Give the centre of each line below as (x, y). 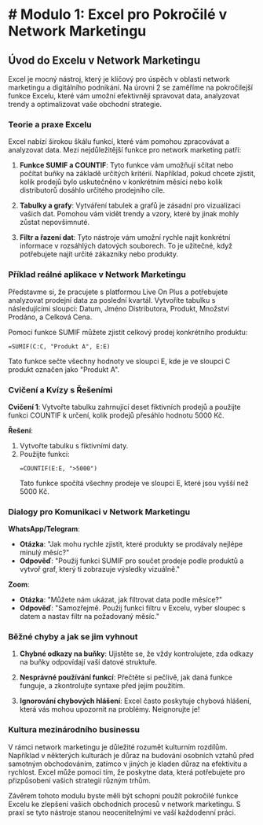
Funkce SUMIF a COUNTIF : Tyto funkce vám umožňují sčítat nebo (126, 165)
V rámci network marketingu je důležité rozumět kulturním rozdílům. (118, 747)
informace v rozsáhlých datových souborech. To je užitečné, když (126, 246)
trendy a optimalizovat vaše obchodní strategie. (85, 104)
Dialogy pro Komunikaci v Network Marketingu (99, 511)
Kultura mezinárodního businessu (74, 730)
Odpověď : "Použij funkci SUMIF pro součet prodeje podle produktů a (131, 561)
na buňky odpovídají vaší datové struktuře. (88, 662)
